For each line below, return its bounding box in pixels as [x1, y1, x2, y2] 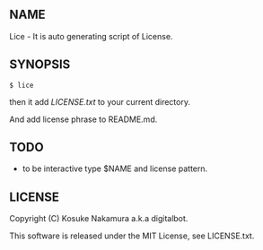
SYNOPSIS [9, 57, 71, 73]
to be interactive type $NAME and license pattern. [22, 163, 208, 174]
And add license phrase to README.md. [9, 114, 158, 125]
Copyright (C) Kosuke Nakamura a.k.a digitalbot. [9, 213, 188, 224]
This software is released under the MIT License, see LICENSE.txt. [9, 230, 255, 241]
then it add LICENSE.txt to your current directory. [9, 96, 191, 107]
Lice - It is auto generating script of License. [9, 30, 173, 41]
